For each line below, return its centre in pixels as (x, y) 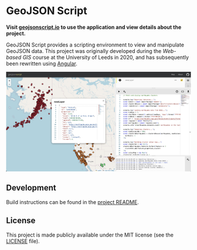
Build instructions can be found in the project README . (72, 202)
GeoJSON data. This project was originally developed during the (84, 51)
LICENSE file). (23, 241)
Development (31, 188)
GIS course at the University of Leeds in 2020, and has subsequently (106, 57)
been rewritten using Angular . (42, 64)
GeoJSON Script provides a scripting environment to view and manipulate (95, 45)
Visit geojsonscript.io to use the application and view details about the (94, 27)
